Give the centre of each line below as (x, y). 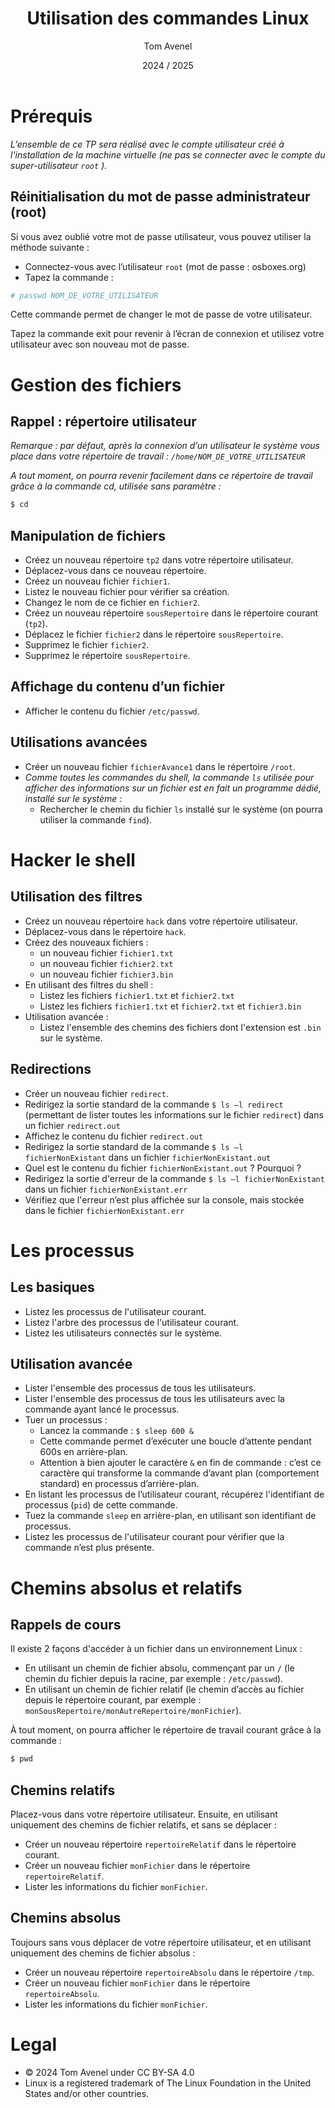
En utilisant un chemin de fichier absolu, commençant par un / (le (159, 1668)
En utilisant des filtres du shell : (89, 984)
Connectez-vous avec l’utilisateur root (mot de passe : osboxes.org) (165, 266)
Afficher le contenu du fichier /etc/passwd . (112, 711)
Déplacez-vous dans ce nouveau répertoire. (115, 571)
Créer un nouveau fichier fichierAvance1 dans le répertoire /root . (160, 766)
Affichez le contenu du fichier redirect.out (114, 1136)
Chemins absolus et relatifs (126, 1588)
